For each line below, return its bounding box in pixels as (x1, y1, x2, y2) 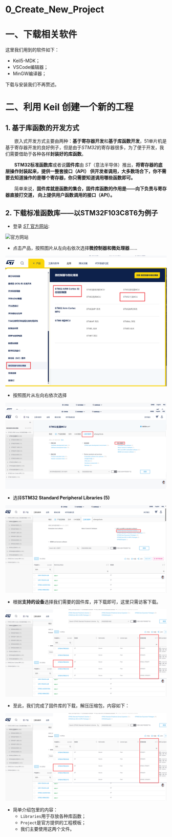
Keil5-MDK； (12, 58, 40, 64)
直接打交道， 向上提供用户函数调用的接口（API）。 (9, 192, 115, 198)
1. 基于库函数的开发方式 (5, 123, 79, 132)
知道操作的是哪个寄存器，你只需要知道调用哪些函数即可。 (14, 175, 136, 181)
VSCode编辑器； (12, 64, 49, 70)
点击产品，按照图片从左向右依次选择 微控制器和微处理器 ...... (12, 245, 137, 251)
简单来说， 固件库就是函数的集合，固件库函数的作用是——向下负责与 (14, 186, 158, 192)
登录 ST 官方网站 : (12, 223, 50, 229)
